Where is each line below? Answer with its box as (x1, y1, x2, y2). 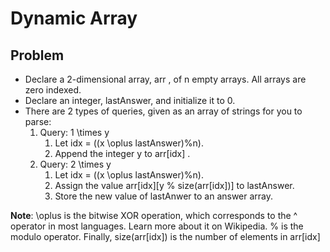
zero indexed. (24, 84, 82, 96)
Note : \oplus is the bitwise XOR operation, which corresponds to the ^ (10, 210, 298, 221)
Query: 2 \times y (39, 158, 112, 170)
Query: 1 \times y (39, 127, 110, 138)
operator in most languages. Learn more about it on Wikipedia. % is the (10, 220, 304, 232)
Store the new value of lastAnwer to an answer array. (54, 190, 274, 202)
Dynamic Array (10, 7, 138, 30)
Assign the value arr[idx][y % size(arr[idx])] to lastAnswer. (54, 180, 295, 191)
